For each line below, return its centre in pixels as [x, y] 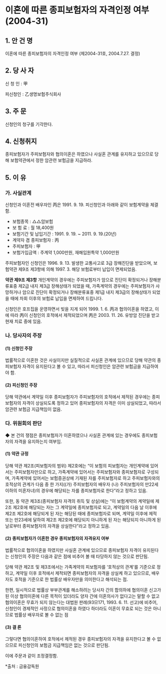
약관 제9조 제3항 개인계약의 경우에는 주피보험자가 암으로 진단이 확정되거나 [77, 280]
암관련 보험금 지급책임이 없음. [34, 409]
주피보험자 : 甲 [27, 246]
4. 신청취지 [21, 141]
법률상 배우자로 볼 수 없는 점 [41, 615]
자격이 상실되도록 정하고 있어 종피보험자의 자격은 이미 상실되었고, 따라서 [92, 403]
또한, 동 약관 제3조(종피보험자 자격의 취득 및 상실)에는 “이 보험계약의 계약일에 [80, 501]
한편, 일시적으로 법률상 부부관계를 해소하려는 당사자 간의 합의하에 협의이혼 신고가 [83, 590]
